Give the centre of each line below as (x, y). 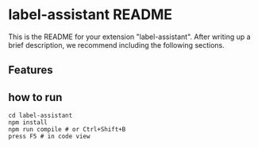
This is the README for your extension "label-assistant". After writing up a (130, 37)
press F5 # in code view (49, 137)
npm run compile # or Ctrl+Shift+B (67, 130)
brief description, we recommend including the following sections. (116, 45)
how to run (35, 97)
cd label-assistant (40, 116)
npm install (28, 123)
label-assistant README (90, 15)
